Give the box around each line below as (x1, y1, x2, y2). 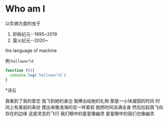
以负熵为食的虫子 (5, 20, 41, 26)
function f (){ (5, 68, 35, 73)
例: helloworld (5, 57, 34, 64)
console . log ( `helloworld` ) (10, 73, 66, 78)
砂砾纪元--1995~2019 (12, 31, 57, 37)
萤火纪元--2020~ (12, 37, 49, 43)
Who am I (5, 3, 45, 15)
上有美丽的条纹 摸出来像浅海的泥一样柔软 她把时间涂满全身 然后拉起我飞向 (9, 104, 163, 110)
